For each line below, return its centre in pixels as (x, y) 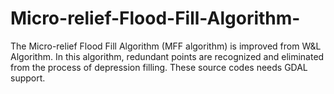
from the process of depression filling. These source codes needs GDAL (159, 67)
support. (28, 78)
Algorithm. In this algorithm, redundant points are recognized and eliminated (167, 56)
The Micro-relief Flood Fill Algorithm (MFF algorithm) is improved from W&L (166, 46)
